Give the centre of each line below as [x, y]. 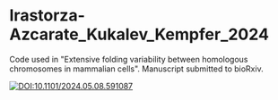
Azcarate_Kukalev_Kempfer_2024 [139, 34]
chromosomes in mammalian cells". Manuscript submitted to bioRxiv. [136, 69]
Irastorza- [47, 16]
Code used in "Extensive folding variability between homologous [129, 59]
